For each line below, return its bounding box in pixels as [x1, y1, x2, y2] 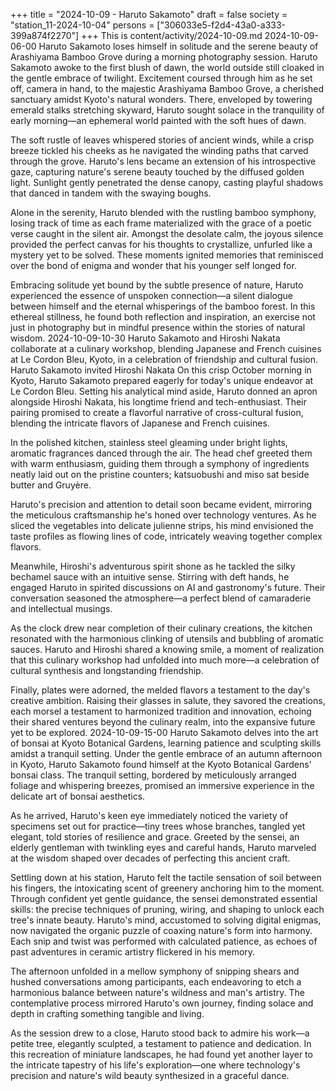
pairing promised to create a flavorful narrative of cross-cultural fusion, [10, 407, 304, 418]
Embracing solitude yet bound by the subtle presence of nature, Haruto [10, 279, 304, 291]
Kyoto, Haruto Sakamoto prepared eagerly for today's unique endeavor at [10, 375, 314, 386]
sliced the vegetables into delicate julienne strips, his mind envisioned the [10, 520, 314, 531]
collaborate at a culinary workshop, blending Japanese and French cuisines [10, 343, 322, 354]
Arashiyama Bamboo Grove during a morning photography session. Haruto [10, 51, 318, 63]
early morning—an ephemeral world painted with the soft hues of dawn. [10, 115, 307, 126]
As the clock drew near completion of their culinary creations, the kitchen [10, 622, 313, 634]
